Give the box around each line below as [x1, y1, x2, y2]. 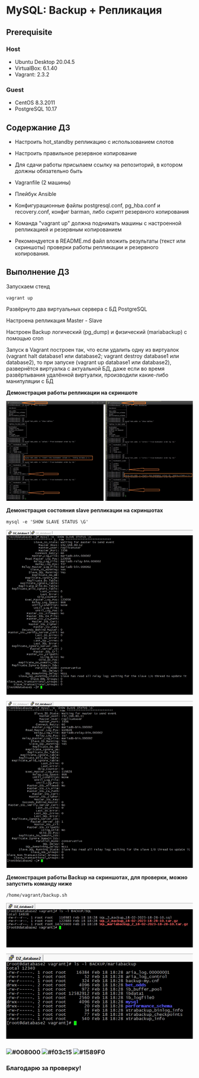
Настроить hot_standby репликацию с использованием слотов [14, 138, 174, 145]
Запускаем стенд [6, 282, 50, 290]
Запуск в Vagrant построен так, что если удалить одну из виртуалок [6, 346, 179, 353]
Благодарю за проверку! [6, 1064, 82, 1072]
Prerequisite [6, 27, 53, 37]
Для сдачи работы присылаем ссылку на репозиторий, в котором [14, 161, 183, 168]
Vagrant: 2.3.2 [14, 70, 50, 78]
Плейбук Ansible [14, 190, 57, 197]
